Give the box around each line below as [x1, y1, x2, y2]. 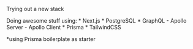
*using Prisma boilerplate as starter [6, 36, 96, 42]
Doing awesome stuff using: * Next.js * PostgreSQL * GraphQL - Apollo [6, 17, 187, 24]
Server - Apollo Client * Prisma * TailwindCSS [6, 24, 121, 31]
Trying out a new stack [6, 6, 64, 12]
